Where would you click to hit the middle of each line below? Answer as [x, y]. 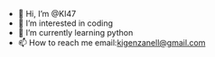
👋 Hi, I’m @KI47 [47, 14]
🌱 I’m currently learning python [75, 33]
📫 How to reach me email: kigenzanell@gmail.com [112, 43]
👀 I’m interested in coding [65, 23]
